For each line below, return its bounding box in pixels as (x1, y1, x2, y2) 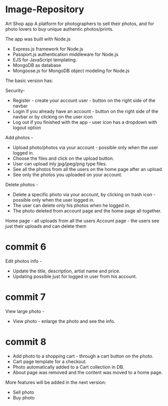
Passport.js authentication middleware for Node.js (12, 51, 119, 57)
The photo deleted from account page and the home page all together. (12, 207, 162, 213)
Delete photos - (5, 181, 38, 187)
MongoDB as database (12, 62, 61, 68)
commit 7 (5, 291, 46, 303)
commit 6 (5, 241, 47, 253)
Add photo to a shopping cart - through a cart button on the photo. (12, 353, 154, 359)
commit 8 (5, 336, 47, 348)
